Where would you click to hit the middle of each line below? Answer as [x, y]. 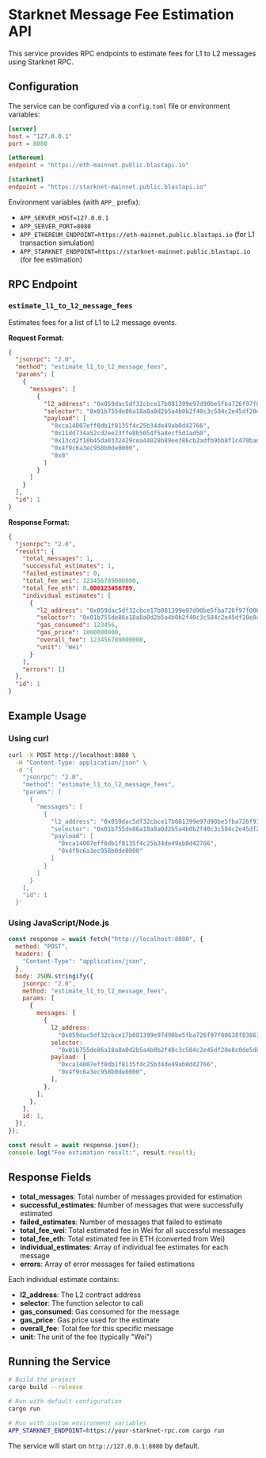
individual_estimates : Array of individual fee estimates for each [124, 1247]
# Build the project [42, 1380]
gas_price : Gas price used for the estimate [89, 1320]
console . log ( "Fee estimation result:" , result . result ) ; [102, 1152]
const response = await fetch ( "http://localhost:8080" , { [106, 939]
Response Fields [50, 1178]
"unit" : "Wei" [60, 647]
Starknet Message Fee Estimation [121, 15]
